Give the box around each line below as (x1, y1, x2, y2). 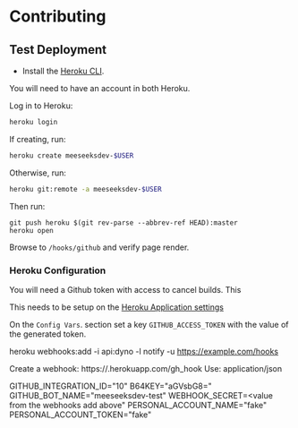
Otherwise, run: (9, 167, 67, 178)
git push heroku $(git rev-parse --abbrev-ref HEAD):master (9, 218, 239, 227)
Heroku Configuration (9, 264, 106, 277)
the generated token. (9, 329, 87, 339)
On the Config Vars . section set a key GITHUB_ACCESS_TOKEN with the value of (9, 319, 289, 330)
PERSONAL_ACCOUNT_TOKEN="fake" (9, 409, 152, 420)
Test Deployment (9, 42, 107, 57)
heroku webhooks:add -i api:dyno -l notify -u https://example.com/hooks (9, 346, 279, 356)
